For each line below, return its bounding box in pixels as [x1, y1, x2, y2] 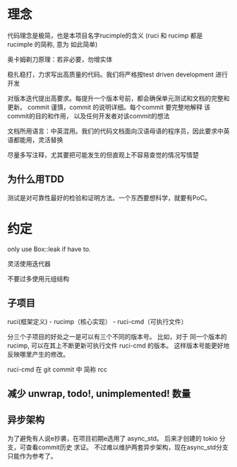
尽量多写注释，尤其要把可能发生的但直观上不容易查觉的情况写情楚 [7, 150, 199, 159]
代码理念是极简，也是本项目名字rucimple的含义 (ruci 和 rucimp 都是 [7, 31, 203, 40]
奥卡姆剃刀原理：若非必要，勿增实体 [7, 54, 113, 64]
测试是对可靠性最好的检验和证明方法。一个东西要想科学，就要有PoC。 [7, 193, 212, 202]
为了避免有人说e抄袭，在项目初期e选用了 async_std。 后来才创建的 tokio [7, 434, 218, 442]
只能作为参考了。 [7, 451, 57, 460]
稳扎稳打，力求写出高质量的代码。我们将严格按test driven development [7, 70, 214, 79]
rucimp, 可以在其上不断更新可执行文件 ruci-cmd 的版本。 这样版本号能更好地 [7, 341, 230, 350]
